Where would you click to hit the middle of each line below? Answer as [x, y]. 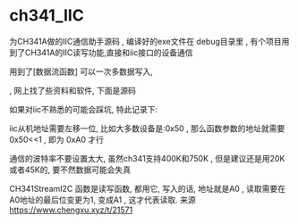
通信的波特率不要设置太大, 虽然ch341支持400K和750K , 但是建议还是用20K [147, 158]
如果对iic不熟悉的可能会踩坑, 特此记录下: [84, 109]
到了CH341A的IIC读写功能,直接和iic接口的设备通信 [101, 52]
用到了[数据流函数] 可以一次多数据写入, [81, 71]
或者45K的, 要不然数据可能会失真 [70, 170]
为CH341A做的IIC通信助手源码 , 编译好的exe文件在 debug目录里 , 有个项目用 [149, 41]
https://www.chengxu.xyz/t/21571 [71, 210]
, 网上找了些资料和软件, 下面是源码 [72, 90]
